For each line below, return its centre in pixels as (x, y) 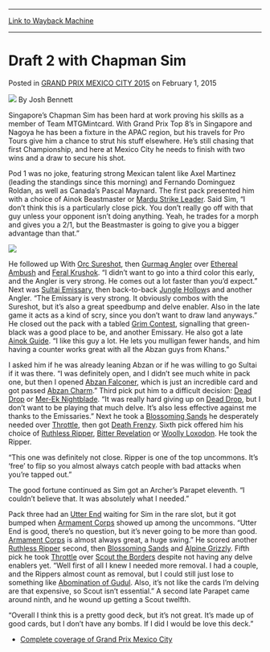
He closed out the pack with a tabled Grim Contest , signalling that (117, 323)
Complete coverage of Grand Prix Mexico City (96, 639)
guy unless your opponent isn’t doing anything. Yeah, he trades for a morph (133, 216)
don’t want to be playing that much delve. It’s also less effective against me (133, 408)
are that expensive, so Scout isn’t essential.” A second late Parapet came (129, 591)
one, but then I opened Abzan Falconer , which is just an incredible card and (133, 382)
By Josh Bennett (46, 99)
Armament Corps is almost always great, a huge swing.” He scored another (133, 539)
